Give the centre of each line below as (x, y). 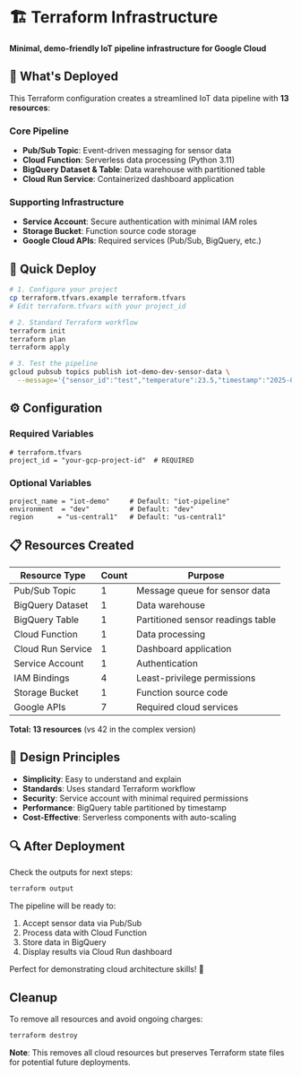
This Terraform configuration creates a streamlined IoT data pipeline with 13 (149, 98)
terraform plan (38, 339)
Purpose (206, 575)
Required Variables (52, 434)
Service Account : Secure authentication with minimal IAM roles (140, 221)
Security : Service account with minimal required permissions (135, 798)
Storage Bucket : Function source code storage (109, 231)
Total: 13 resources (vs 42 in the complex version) (103, 729)
